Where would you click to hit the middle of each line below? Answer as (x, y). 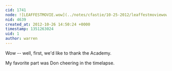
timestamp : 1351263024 (29, 29)
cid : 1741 (16, 10)
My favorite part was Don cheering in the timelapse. (60, 63)
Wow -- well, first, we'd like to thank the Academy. (58, 53)
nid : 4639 (16, 19)
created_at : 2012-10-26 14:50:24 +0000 (48, 24)
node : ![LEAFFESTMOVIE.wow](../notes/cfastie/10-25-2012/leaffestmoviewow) (88, 15)
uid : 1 (12, 34)
